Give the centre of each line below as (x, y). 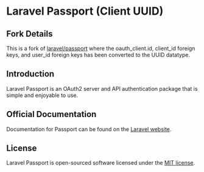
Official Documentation (51, 114)
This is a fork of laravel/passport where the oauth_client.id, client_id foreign (101, 48)
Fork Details (30, 34)
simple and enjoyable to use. (42, 95)
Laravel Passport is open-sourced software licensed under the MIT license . (101, 163)
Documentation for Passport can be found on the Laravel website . (89, 129)
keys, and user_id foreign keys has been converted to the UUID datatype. (98, 55)
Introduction (30, 74)
